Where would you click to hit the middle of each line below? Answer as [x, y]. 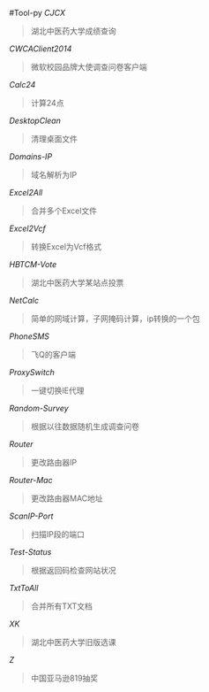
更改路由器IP [54, 462]
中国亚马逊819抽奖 [64, 678]
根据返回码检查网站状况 [73, 570]
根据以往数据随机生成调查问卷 [85, 427]
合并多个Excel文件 [64, 211]
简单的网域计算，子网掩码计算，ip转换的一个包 [115, 319]
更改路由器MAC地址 [67, 498]
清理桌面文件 [54, 139]
